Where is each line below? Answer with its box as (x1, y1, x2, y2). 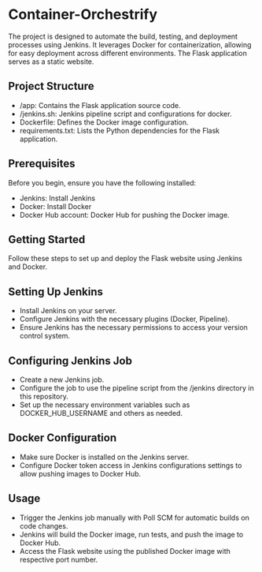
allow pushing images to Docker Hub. (19, 469, 142, 478)
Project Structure (8, 80, 94, 93)
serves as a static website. (8, 57, 94, 66)
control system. (19, 331, 71, 341)
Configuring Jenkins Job (8, 353, 132, 368)
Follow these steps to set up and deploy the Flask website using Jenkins (8, 254, 242, 264)
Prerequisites (8, 157, 76, 170)
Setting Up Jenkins (8, 285, 104, 298)
